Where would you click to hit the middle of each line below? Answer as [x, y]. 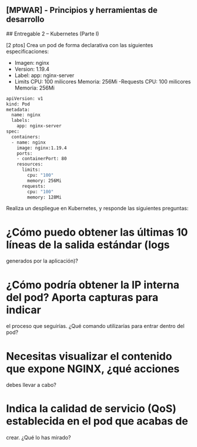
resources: [30, 164]
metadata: [18, 110]
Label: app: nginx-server [44, 75]
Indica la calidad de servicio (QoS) [91, 409]
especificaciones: [27, 51]
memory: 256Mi [44, 181]
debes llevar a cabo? [31, 385]
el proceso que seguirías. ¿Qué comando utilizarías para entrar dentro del [95, 326]
